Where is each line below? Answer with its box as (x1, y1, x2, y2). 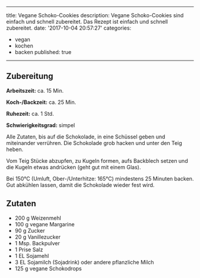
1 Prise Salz (14, 246, 43, 253)
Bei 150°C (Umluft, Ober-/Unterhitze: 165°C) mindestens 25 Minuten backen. (6, 175, 194, 182)
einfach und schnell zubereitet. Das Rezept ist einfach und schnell (6, 18, 168, 25)
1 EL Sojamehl (14, 252, 49, 259)
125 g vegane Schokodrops (14, 265, 82, 272)
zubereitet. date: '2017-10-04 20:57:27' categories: (6, 24, 132, 31)
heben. (6, 146, 24, 153)
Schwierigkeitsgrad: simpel (6, 121, 76, 128)
